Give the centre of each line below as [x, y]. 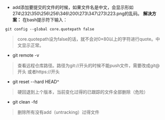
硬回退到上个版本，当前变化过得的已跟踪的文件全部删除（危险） [82, 92]
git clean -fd [25, 102]
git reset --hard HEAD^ [36, 82]
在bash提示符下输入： [45, 20]
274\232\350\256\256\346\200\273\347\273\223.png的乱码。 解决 [82, 13]
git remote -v [26, 55]
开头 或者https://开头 [39, 72]
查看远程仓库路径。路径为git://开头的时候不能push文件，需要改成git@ [88, 65]
